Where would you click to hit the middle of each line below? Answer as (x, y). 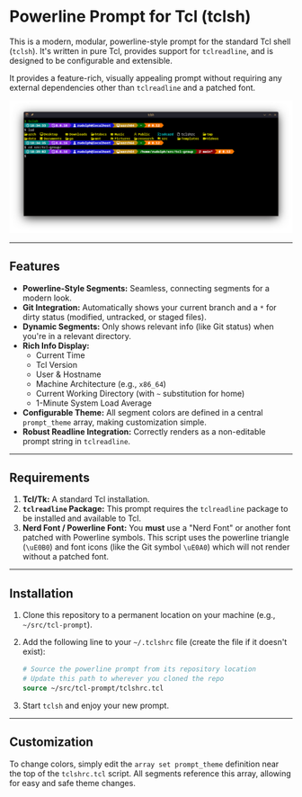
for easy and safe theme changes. (73, 783)
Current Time (60, 355)
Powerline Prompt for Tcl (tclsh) (130, 17)
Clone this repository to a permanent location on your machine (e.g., (149, 615)
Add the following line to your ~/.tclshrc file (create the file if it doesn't (155, 642)
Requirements (49, 477)
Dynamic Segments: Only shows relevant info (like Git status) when (148, 327)
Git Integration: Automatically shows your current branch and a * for (149, 307)
